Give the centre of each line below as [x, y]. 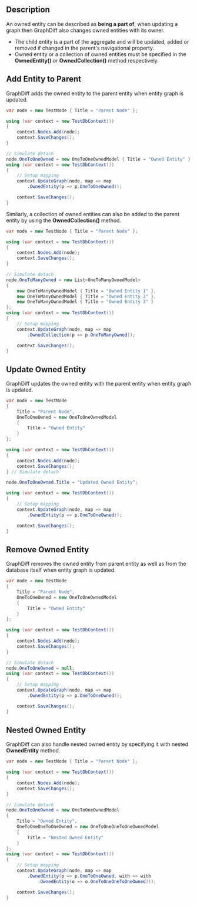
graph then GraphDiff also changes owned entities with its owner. [85, 30]
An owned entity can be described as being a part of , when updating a [92, 24]
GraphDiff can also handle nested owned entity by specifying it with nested [97, 744]
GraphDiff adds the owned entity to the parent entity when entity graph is [95, 93]
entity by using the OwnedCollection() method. [64, 220]
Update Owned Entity [46, 369]
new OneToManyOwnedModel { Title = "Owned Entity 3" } [85, 302]
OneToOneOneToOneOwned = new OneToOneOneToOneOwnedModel [88, 827]
